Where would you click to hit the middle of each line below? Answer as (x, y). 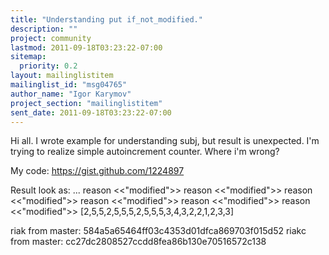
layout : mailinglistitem (62, 76)
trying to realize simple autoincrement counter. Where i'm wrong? (145, 152)
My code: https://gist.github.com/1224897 (97, 171)
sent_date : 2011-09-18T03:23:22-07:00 (91, 112)
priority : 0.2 (48, 66)
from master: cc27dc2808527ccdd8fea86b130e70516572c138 (138, 242)
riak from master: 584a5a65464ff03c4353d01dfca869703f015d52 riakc (158, 231)
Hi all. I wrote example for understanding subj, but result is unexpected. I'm (165, 141)
